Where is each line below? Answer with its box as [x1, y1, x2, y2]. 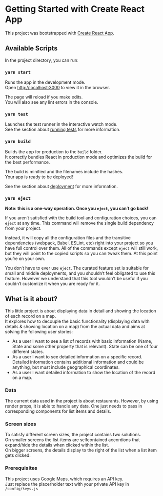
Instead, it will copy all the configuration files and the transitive [5, 235, 131, 240]
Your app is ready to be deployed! [5, 174, 73, 180]
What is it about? [5, 295, 58, 303]
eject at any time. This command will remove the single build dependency [5, 220, 154, 226]
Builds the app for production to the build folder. [5, 148, 103, 155]
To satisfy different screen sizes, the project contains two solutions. [5, 432, 142, 438]
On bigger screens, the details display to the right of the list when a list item [5, 447, 157, 453]
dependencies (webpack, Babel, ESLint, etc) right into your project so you [5, 240, 154, 246]
